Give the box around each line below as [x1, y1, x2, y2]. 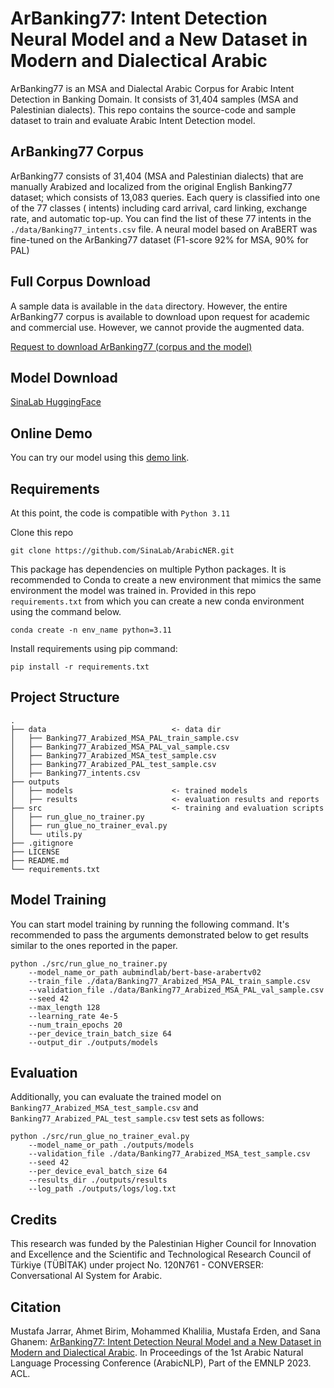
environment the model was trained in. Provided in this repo [10, 585, 257, 596]
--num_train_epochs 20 [28, 1020, 123, 1030]
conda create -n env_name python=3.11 [10, 625, 172, 635]
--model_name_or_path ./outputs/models [28, 1140, 195, 1151]
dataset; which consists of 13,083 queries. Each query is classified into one [10, 191, 321, 203]
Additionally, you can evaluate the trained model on [10, 1091, 222, 1103]
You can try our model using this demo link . [10, 452, 190, 464]
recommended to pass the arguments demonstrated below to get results [10, 928, 309, 941]
